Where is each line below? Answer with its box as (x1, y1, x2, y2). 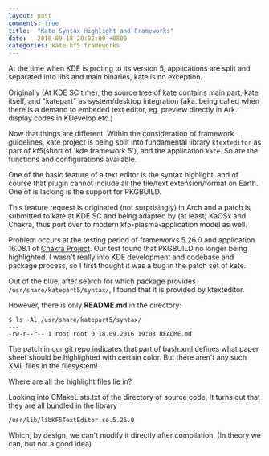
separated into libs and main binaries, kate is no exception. (8, 72, 203, 82)
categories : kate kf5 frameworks (8, 42, 120, 50)
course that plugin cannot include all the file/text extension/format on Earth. (8, 178, 259, 189)
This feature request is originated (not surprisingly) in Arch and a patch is (8, 202, 251, 213)
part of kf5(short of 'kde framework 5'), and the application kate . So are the (8, 146, 259, 156)
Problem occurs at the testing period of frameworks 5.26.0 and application (8, 235, 255, 245)
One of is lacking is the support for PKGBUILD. (8, 187, 162, 197)
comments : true (8, 19, 59, 27)
